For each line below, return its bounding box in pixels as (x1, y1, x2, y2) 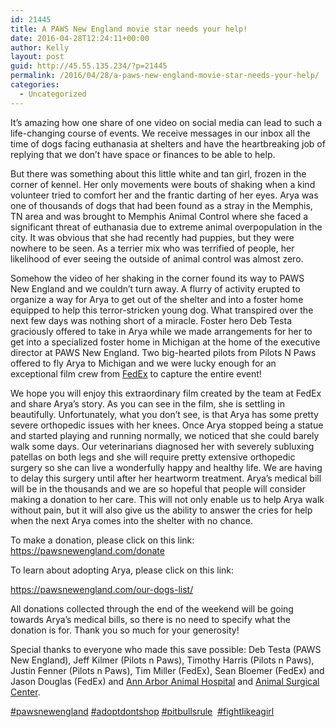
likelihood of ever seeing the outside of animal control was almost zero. (10, 252, 304, 265)
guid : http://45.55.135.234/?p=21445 (10, 61, 168, 71)
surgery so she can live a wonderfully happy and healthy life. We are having (10, 461, 323, 473)
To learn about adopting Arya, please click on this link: (10, 564, 235, 576)
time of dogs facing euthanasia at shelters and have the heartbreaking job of (10, 137, 326, 150)
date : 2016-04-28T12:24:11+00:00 (10, 33, 150, 43)
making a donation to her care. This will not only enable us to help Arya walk (10, 493, 325, 505)
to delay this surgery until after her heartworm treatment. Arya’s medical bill (10, 472, 322, 484)
